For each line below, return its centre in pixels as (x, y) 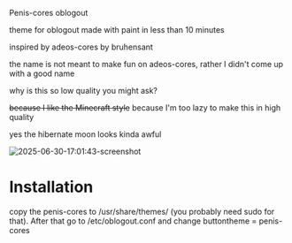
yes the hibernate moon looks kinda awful (85, 134)
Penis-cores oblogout (49, 13)
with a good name (42, 73)
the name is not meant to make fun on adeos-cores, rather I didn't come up (146, 64)
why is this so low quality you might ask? (83, 91)
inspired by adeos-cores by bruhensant (81, 47)
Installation (51, 187)
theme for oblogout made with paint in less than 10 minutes (117, 30)
